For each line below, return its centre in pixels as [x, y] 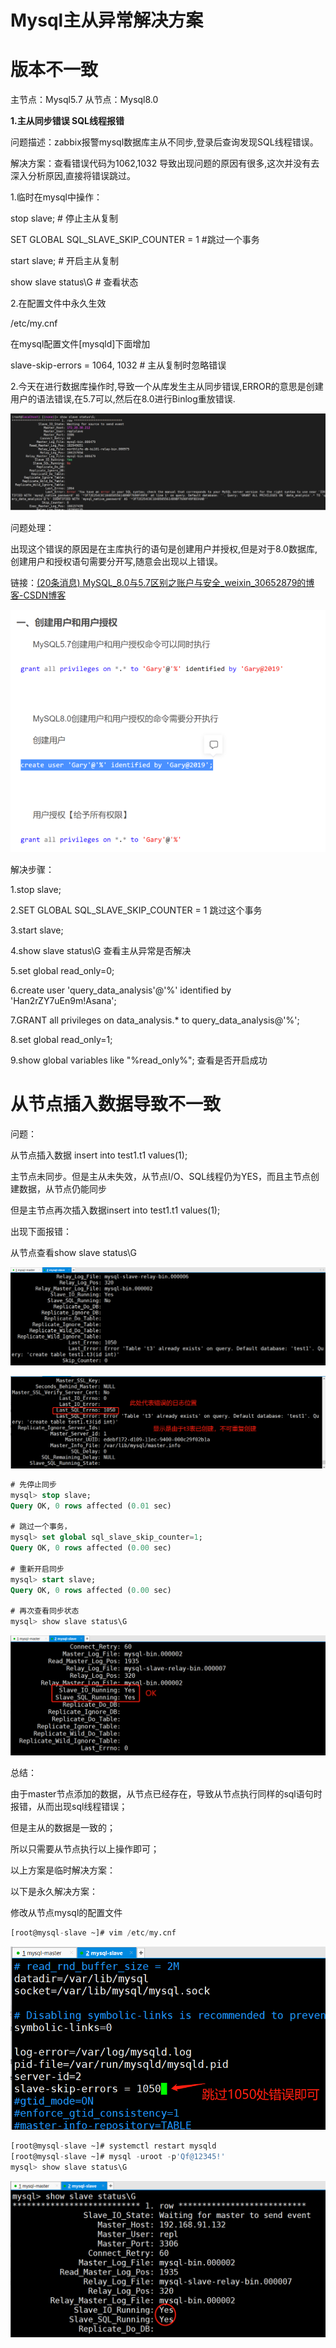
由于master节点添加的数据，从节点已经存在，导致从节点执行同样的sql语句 [162, 1794]
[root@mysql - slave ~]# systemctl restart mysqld [113, 2146]
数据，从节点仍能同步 [62, 1188]
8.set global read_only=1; [61, 1039]
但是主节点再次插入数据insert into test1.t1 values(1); [115, 1210]
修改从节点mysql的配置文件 [66, 1913]
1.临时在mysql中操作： [56, 197]
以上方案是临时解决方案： [63, 1870]
